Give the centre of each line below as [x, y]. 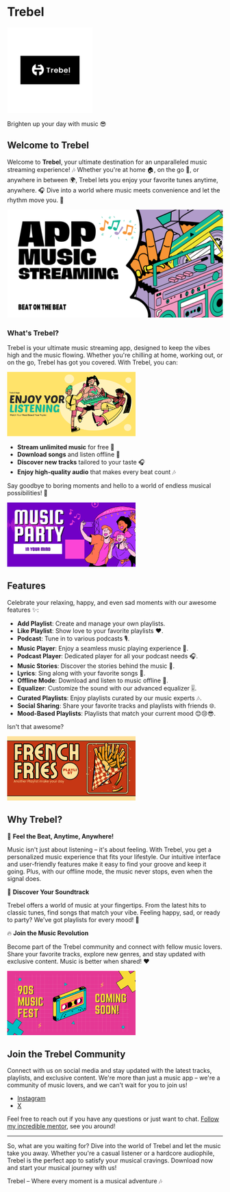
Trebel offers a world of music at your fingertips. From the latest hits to [107, 905]
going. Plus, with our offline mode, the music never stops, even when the [110, 871]
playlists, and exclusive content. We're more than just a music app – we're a [114, 1078]
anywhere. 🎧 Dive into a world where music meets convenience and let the [114, 190]
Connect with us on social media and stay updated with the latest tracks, [110, 1071]
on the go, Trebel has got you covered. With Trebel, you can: [92, 362]
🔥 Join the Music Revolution [48, 933]
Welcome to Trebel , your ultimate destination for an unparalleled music [107, 162]
